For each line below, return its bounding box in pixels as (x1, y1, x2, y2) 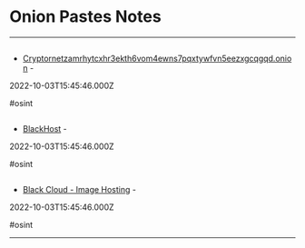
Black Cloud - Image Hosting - (22, 184, 136, 194)
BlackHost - (22, 123, 68, 134)
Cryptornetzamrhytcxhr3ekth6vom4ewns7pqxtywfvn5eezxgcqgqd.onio (22, 53, 292, 64)
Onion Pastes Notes (9, 6, 162, 27)
